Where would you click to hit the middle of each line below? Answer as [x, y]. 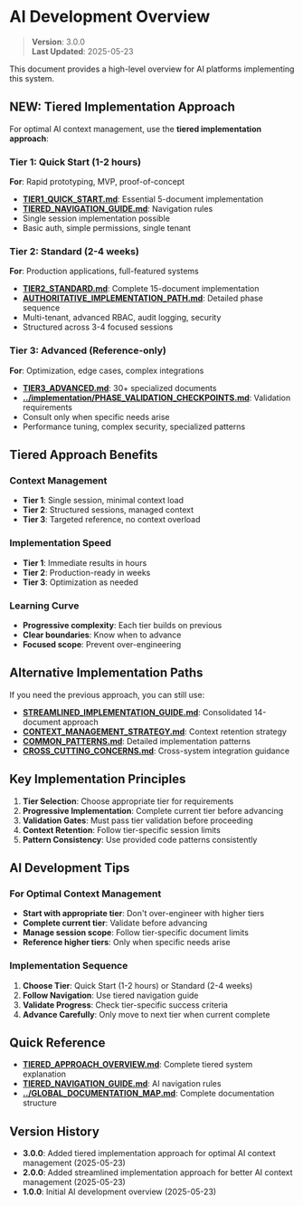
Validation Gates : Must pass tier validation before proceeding [137, 820]
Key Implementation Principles [98, 779]
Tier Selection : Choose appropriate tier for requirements [128, 801]
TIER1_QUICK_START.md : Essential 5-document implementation [143, 199]
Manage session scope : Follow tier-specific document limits [135, 933]
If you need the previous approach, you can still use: [107, 694]
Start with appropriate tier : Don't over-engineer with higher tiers [143, 914]
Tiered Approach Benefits [84, 455]
